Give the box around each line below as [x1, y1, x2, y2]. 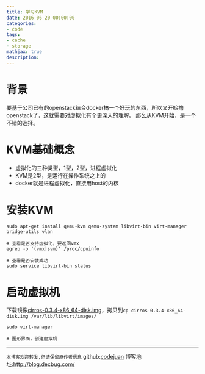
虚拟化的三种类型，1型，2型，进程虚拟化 [15, 164, 118, 171]
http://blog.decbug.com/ [13, 361, 75, 368]
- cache [6, 37, 26, 43]
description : [6, 54, 40, 60]
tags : [6, 32, 20, 38]
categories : [6, 20, 37, 26]
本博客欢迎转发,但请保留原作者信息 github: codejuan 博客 [6, 353, 136, 361]
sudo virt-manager [6, 324, 53, 330]
